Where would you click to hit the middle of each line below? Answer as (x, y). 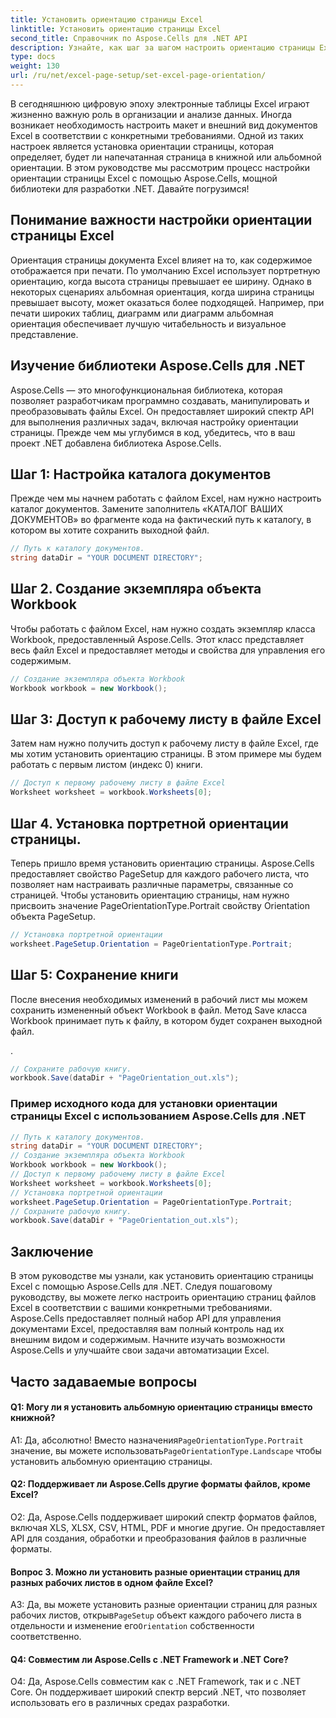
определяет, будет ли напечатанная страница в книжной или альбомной (166, 157)
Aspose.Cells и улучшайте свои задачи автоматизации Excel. (140, 1350)
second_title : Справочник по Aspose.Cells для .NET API (129, 38)
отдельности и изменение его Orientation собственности (132, 1626)
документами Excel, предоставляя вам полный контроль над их (147, 1329)
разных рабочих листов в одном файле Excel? (112, 1582)
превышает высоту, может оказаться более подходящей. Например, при (167, 302)
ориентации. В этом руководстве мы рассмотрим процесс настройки (160, 167)
